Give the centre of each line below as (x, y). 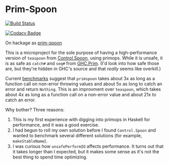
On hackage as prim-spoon (34, 43)
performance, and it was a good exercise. (56, 125)
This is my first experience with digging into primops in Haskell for (81, 119)
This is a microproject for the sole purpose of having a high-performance (81, 52)
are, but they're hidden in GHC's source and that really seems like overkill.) (83, 69)
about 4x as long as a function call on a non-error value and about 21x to (81, 94)
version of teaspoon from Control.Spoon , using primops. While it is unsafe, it (84, 58)
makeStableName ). (30, 141)
